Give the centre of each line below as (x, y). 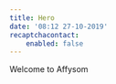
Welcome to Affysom (49, 69)
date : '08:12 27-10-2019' (58, 26)
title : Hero (32, 18)
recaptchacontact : (44, 35)
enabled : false (55, 43)
